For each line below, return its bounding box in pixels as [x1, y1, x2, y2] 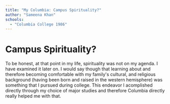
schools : [5, 17, 24, 22]
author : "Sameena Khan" [5, 12, 56, 17]
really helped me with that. [5, 93, 61, 99]
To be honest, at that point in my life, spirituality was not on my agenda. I [5, 61, 158, 67]
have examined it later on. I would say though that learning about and [5, 66, 151, 72]
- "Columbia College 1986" [10, 21, 67, 27]
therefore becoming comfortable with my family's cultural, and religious [5, 71, 156, 77]
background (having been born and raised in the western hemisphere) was [5, 77, 163, 83]
